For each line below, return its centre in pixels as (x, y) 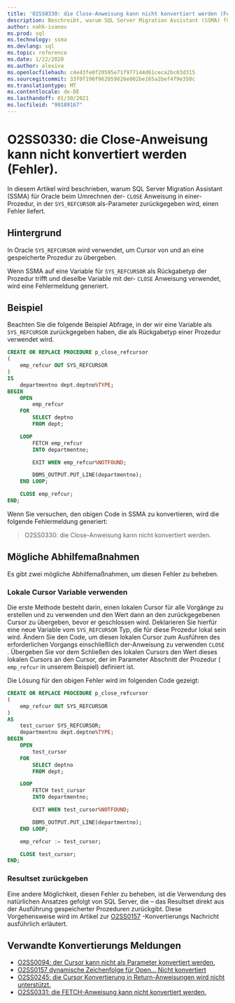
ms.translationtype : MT (42, 85)
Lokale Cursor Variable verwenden (67, 592)
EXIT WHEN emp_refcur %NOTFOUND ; (80, 462)
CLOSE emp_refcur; (47, 494)
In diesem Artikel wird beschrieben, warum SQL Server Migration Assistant (115, 188)
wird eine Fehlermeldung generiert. (58, 286)
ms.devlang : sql (31, 46)
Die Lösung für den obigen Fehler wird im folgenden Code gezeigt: (103, 681)
